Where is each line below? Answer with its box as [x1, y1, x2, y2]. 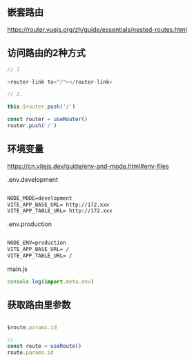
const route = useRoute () [7, 343, 81, 350]
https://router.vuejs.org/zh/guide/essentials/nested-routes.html [7, 25, 188, 33]
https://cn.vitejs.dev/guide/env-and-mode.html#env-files [7, 162, 169, 170]
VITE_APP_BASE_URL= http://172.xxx [7, 201, 110, 208]
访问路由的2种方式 [7, 47, 86, 59]
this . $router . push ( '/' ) [7, 103, 76, 111]
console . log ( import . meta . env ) [7, 278, 95, 285]
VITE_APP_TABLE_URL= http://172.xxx [7, 207, 113, 214]
